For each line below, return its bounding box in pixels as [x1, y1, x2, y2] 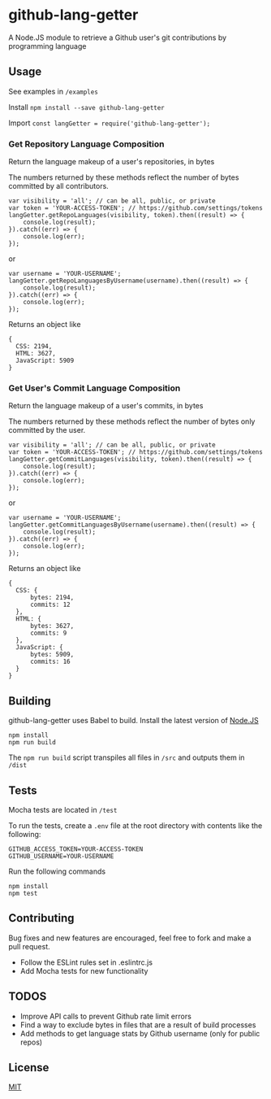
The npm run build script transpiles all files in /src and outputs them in [8, 752, 245, 762]
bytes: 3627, [29, 622, 75, 630]
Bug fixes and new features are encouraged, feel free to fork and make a [8, 933, 252, 943]
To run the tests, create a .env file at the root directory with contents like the [8, 820, 263, 831]
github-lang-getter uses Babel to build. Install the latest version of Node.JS [8, 716, 259, 726]
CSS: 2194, [15, 342, 53, 351]
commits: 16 [29, 657, 71, 666]
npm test [8, 889, 38, 897]
